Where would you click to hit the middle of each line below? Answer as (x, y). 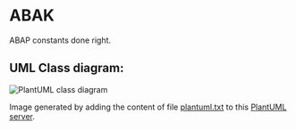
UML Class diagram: (67, 68)
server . (22, 116)
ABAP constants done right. (60, 40)
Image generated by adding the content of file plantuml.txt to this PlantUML (148, 107)
